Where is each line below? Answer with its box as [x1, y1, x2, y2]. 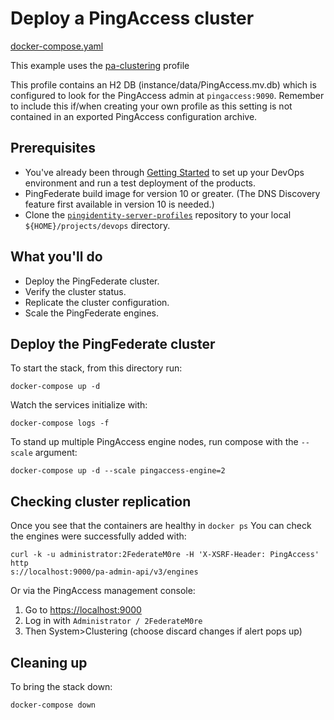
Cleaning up [10, 654, 88, 671]
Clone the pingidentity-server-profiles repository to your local [24, 208, 292, 221]
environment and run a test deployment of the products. [24, 177, 257, 189]
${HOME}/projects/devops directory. [24, 219, 171, 231]
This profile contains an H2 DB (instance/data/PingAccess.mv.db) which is [10, 78, 317, 91]
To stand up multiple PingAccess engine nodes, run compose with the [10, 436, 299, 448]
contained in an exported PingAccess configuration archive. [10, 110, 258, 122]
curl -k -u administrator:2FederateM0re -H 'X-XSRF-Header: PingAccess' [10, 550, 320, 560]
